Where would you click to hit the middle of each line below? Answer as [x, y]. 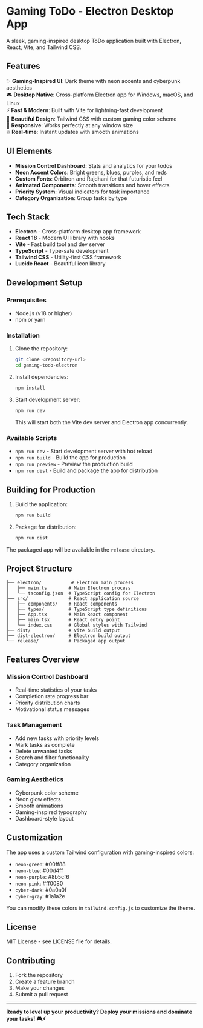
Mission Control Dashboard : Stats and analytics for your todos [93, 165]
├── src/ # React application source [72, 598]
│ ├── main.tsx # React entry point [63, 619]
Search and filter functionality [52, 757]
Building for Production [51, 489]
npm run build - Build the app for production [70, 458]
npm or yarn [30, 320]
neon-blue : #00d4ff [39, 870]
